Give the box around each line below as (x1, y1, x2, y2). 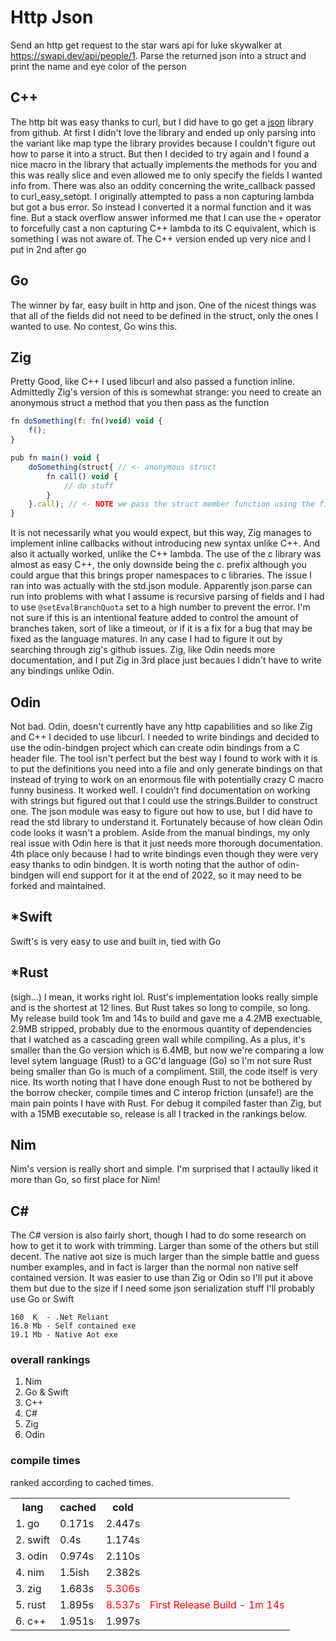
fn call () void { (46, 471, 118, 481)
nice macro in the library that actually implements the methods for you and (10, 158, 318, 170)
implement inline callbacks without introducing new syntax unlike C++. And (10, 537, 320, 550)
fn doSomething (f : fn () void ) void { (10, 416, 163, 426)
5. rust (15, 1597, 47, 1611)
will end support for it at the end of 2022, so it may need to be (46, 869, 302, 881)
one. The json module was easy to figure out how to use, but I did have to (10, 805, 313, 817)
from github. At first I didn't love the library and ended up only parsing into (10, 126, 317, 138)
